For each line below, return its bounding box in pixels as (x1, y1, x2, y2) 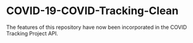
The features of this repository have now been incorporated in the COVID (6, 24, 187, 31)
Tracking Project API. (6, 29, 59, 37)
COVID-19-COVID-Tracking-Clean (6, 4, 179, 18)
